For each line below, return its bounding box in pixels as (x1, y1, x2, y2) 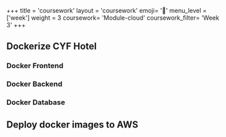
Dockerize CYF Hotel (6, 41, 97, 52)
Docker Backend (6, 79, 63, 89)
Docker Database (6, 97, 66, 107)
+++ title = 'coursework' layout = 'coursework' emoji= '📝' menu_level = (6, 7, 207, 14)
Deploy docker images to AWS (6, 119, 138, 130)
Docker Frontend (6, 61, 64, 71)
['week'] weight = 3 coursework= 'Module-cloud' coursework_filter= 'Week (6, 14, 220, 22)
